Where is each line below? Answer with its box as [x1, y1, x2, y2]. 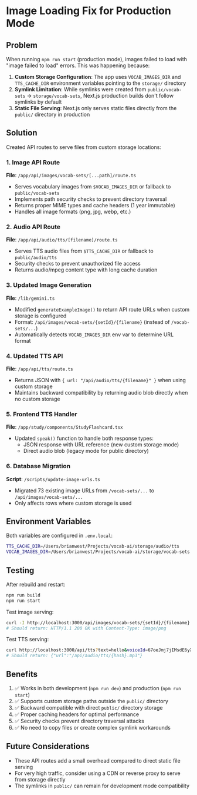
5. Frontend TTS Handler [6, 410, 77, 418]
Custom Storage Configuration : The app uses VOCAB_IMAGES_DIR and [14, 74, 181, 80]
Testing [6, 565, 35, 575]
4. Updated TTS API [6, 352, 63, 360]
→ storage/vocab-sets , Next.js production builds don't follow [26, 92, 174, 99]
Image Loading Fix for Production [6, 4, 171, 18]
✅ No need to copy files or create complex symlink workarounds [14, 724, 171, 731]
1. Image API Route [6, 158, 60, 166]
